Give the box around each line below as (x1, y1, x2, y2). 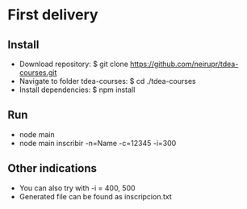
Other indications (7, 161, 98, 175)
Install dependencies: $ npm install (19, 85, 136, 94)
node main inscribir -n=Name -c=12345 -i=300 (19, 138, 177, 148)
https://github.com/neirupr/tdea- (129, 59, 239, 69)
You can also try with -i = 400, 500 (19, 183, 136, 193)
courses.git (19, 68, 57, 77)
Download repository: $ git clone (19, 59, 128, 69)
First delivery (7, 6, 98, 24)
